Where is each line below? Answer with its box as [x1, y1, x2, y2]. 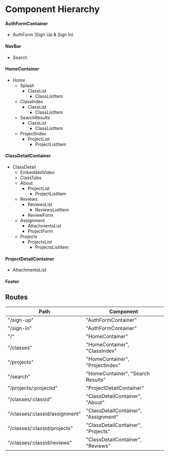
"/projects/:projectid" [8, 384, 58, 391]
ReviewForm [27, 212, 54, 218]
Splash [20, 82, 35, 89]
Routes [5, 293, 28, 301]
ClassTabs [20, 175, 42, 181]
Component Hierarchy [5, 4, 100, 15]
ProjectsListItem [35, 244, 69, 250]
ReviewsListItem [35, 207, 69, 212]
